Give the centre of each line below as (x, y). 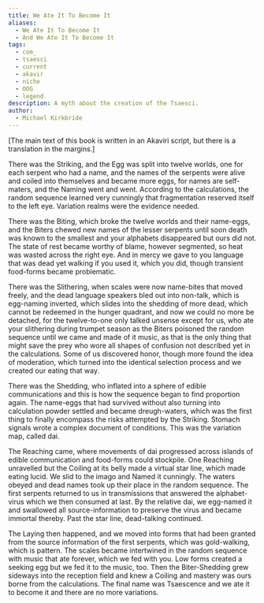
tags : (17, 45)
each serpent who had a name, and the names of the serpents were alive (127, 172)
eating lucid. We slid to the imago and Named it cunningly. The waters (122, 476)
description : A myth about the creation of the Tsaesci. (104, 103)
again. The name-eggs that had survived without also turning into (114, 402)
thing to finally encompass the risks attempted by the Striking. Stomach (124, 419)
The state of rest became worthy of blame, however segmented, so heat (126, 246)
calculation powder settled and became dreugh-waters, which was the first (130, 411)
